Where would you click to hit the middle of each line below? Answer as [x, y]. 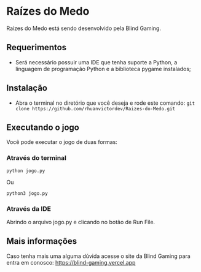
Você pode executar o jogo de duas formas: [62, 142]
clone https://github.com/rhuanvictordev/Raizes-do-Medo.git [95, 108]
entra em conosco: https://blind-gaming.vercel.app [71, 262]
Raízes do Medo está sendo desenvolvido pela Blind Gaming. [84, 28]
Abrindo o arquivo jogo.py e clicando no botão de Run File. [81, 222]
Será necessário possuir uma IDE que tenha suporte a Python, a [96, 62]
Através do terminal [36, 158]
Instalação [27, 88]
